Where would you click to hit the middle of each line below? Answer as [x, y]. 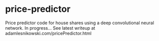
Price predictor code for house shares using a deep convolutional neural [79, 23]
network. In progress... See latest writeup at [50, 28]
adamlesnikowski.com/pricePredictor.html [48, 33]
